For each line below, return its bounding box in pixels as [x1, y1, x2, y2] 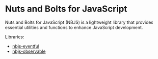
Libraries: [5, 34, 25, 40]
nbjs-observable [12, 48, 46, 54]
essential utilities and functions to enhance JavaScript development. [5, 24, 143, 30]
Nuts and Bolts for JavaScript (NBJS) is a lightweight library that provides [5, 19, 154, 25]
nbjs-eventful [12, 43, 39, 49]
